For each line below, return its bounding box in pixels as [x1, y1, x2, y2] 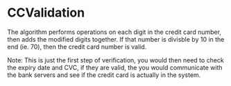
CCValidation [7, 5, 85, 21]
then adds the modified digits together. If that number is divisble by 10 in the [7, 35, 225, 43]
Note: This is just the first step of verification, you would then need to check [7, 55, 224, 64]
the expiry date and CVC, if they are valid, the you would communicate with [7, 63, 223, 71]
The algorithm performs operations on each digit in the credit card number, [7, 28, 222, 36]
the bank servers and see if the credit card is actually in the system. [7, 71, 201, 79]
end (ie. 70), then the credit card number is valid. [7, 42, 147, 51]
